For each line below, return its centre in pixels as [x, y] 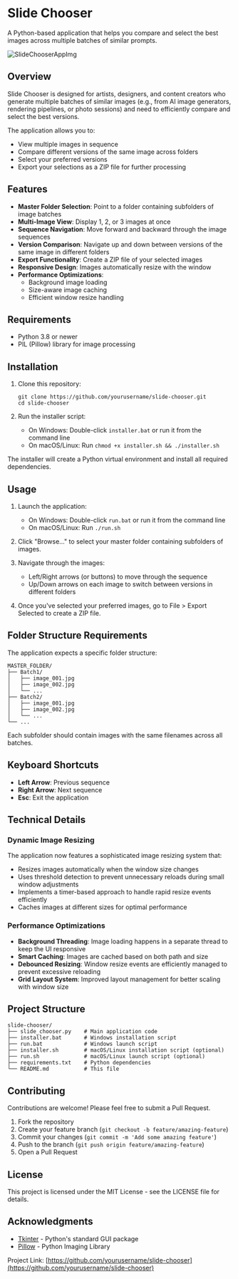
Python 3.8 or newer [48, 337]
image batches [40, 214]
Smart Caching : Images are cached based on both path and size [113, 956]
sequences [34, 237]
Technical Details [47, 820]
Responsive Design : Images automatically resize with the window [114, 267]
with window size [43, 987]
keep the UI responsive [52, 948]
